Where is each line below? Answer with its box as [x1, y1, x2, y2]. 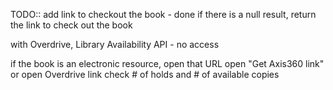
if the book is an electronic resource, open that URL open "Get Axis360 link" [10, 58, 325, 69]
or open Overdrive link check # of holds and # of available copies [10, 69, 280, 80]
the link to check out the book [10, 19, 133, 31]
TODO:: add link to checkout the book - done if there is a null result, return [10, 9, 317, 20]
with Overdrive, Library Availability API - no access [10, 39, 220, 50]
